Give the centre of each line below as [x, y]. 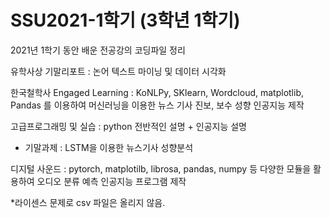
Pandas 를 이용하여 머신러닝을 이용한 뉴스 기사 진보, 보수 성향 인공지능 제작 [157, 105]
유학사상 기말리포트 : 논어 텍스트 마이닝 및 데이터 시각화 [118, 71]
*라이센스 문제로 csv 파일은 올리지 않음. [88, 202]
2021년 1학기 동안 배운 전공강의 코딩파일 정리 [98, 50]
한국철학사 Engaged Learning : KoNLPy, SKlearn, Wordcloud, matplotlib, [157, 92]
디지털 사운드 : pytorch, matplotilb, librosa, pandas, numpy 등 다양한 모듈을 [161, 168]
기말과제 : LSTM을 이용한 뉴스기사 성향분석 [109, 147]
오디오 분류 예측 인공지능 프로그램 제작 [111, 181]
